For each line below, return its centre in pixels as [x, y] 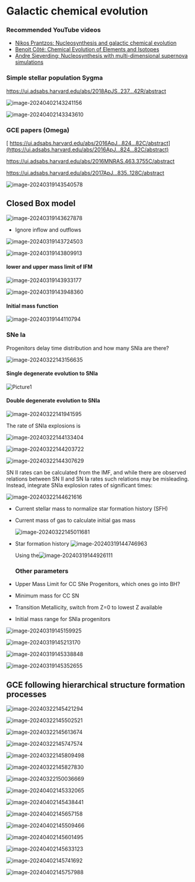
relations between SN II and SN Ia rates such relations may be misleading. [98, 479]
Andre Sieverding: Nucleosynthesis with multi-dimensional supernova [101, 56]
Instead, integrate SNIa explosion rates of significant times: [79, 485]
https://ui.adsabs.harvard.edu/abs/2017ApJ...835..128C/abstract [85, 173]
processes [26, 694]
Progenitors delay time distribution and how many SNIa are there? [88, 348]
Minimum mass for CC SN [47, 596]
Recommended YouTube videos [54, 30]
